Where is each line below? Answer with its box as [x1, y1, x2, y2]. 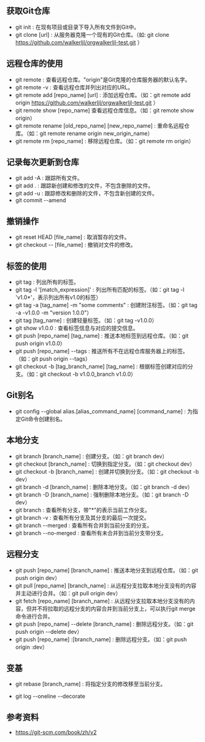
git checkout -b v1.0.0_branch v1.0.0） [39, 370, 137, 378]
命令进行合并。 [15, 612, 53, 620]
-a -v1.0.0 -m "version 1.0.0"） [15, 309, 93, 316]
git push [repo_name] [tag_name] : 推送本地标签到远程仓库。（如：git [15, 332, 189, 340]
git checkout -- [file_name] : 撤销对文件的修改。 [15, 241, 136, 249]
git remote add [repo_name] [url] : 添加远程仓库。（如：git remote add [15, 91, 191, 98]
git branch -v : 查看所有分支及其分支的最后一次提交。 [15, 514, 150, 521]
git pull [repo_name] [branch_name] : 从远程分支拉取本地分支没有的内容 [15, 582, 197, 589]
